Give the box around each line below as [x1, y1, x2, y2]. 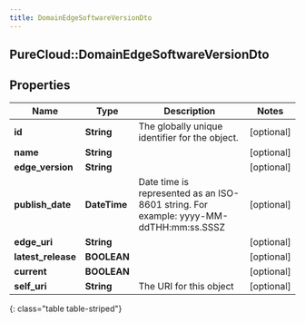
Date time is [138, 175, 189, 188]
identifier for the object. [138, 131, 239, 143]
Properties [9, 78, 71, 93]
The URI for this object [138, 279, 234, 292]
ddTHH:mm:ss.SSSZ [138, 220, 225, 233]
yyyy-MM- [179, 210, 229, 222]
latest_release [14, 250, 77, 263]
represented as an [138, 187, 216, 200]
